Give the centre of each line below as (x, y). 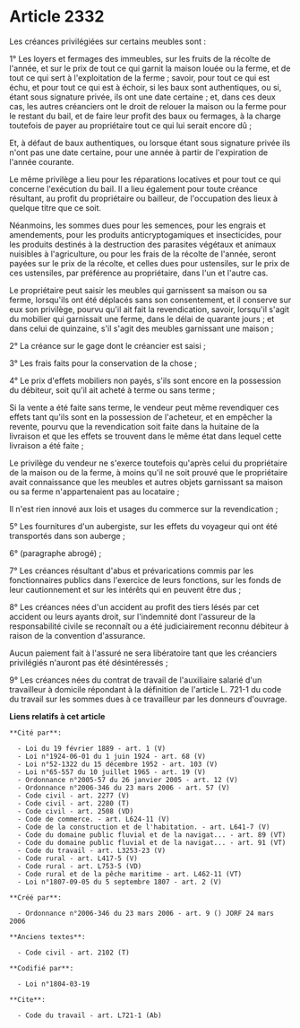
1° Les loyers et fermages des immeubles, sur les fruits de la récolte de (140, 58)
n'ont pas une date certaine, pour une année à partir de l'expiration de (139, 152)
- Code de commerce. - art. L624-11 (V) (94, 819)
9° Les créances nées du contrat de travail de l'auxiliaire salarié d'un (136, 680)
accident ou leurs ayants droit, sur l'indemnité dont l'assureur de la (133, 616)
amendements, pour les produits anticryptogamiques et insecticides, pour (146, 234)
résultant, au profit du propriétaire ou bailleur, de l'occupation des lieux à (144, 198)
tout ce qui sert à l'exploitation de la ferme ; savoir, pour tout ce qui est (140, 77)
